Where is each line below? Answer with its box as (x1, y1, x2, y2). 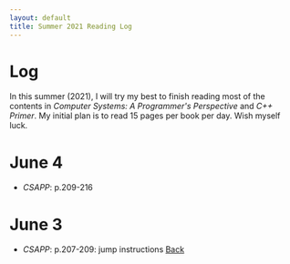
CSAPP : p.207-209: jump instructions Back (22, 244, 185, 255)
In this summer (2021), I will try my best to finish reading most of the (9, 91, 266, 102)
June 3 (9, 214, 63, 235)
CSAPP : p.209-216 (22, 182, 94, 193)
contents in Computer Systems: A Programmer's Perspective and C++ (9, 101, 274, 112)
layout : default (9, 13, 71, 23)
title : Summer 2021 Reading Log (9, 22, 132, 31)
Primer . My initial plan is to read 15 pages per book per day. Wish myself (9, 110, 281, 121)
